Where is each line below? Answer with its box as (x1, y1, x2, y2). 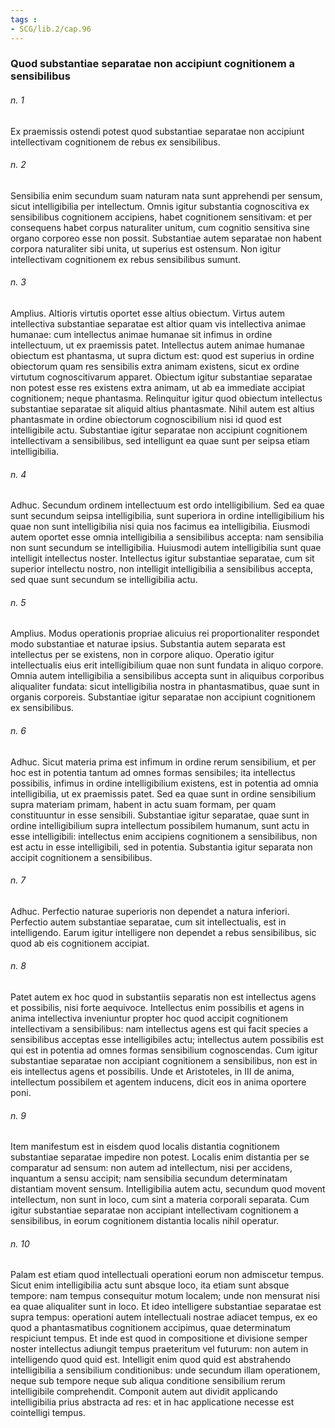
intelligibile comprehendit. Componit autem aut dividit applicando (10, 1386, 278, 1398)
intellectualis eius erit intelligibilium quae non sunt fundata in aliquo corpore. (10, 659, 324, 671)
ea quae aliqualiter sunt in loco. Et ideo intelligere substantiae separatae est (10, 1301, 322, 1313)
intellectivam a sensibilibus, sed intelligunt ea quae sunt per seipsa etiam (10, 435, 310, 447)
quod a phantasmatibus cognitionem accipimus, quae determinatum (10, 1322, 292, 1334)
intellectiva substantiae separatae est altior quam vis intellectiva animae (10, 318, 307, 330)
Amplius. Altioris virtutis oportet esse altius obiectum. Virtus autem (10, 307, 285, 320)
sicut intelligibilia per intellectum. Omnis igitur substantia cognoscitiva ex (10, 200, 310, 212)
